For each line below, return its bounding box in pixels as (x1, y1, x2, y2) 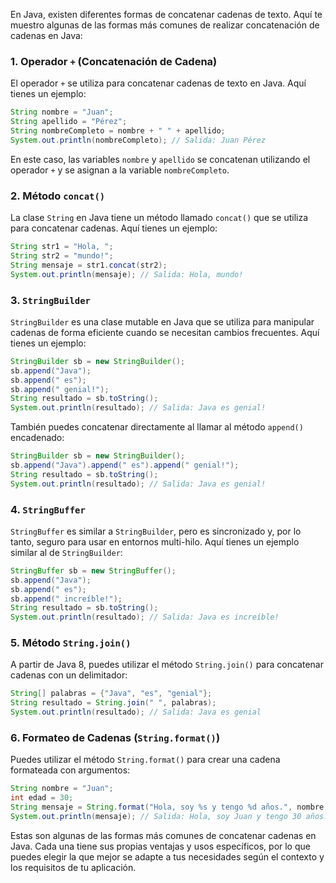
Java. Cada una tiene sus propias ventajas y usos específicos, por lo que (10, 840, 311, 852)
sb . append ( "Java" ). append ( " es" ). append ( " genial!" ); (10, 460, 240, 471)
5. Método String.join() (10, 636, 132, 650)
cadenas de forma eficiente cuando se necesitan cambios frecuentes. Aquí (10, 326, 320, 338)
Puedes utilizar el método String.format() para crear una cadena (10, 754, 281, 766)
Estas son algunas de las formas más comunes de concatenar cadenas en (10, 829, 317, 841)
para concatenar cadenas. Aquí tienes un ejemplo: (10, 222, 218, 234)
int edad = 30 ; (10, 793, 74, 803)
